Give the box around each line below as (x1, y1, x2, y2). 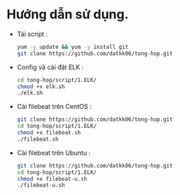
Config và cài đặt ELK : (16, 63, 84, 71)
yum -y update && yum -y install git (16, 43, 129, 50)
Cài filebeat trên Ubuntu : (16, 148, 91, 157)
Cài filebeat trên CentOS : (16, 102, 92, 111)
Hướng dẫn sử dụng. (6, 6, 129, 23)
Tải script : (16, 30, 48, 38)
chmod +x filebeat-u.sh (16, 175, 88, 182)
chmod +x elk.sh (16, 83, 65, 90)
